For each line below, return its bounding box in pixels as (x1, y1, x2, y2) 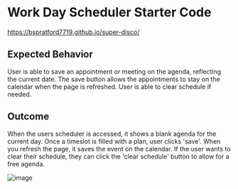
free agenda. (7, 159, 45, 168)
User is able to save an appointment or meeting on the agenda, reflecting (7, 67, 222, 75)
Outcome (7, 111, 50, 123)
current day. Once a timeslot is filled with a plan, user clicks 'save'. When (7, 136, 221, 146)
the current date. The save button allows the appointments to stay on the (7, 75, 220, 83)
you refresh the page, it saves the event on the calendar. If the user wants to (7, 144, 231, 153)
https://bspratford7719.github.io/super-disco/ (7, 28, 140, 36)
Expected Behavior (7, 48, 94, 60)
